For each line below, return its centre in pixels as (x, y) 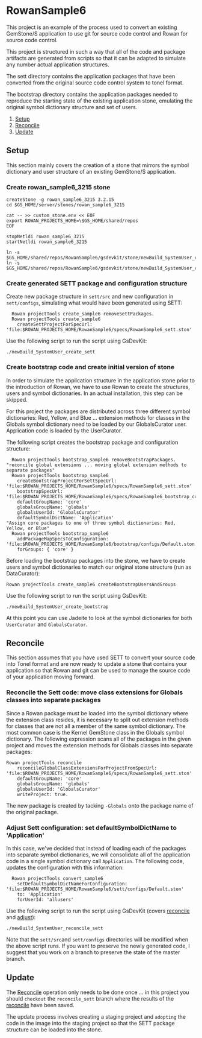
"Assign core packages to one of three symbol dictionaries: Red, (91, 523)
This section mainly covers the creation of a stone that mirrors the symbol (98, 165)
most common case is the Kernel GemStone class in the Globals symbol (95, 732)
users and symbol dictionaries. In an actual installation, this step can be (95, 393)
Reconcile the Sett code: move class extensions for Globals (95, 692)
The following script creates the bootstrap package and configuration (92, 442)
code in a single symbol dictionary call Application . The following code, (95, 861)
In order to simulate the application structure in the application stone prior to (101, 380)
